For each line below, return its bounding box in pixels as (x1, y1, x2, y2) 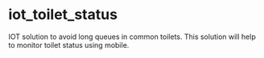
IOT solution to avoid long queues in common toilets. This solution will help (8, 32, 256, 41)
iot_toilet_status (8, 6, 118, 24)
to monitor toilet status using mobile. (8, 40, 130, 49)
